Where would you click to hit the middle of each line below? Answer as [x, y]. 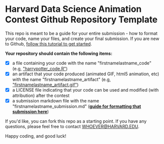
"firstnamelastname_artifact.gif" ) [45, 85]
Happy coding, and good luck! [36, 136]
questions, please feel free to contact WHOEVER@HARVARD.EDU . [72, 127]
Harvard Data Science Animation [73, 9]
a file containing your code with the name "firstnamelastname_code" [82, 63]
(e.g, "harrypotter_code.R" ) [40, 69]
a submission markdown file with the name [56, 101]
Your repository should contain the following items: [59, 53]
